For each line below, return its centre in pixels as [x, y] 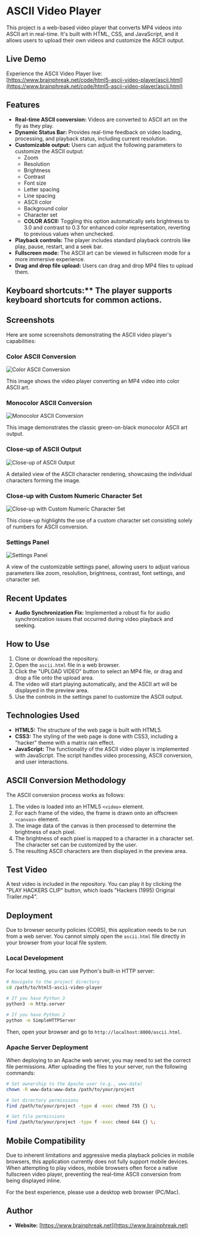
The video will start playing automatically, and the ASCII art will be [96, 684]
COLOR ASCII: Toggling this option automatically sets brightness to [106, 221]
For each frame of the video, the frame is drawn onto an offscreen [96, 813]
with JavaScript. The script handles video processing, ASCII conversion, [104, 755]
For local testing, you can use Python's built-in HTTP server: [81, 971]
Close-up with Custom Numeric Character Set [74, 496]
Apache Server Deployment [47, 1047]
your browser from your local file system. [57, 943]
